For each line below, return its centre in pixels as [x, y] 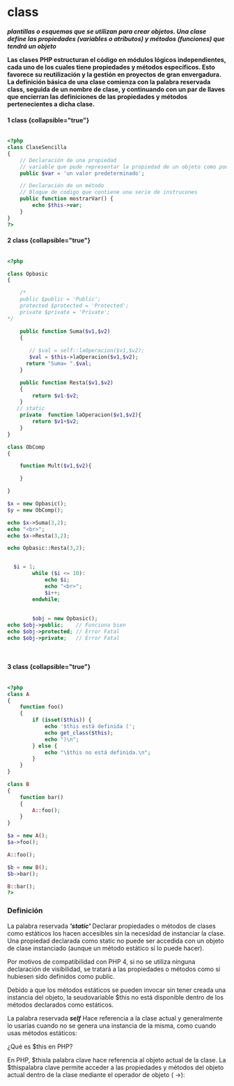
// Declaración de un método [62, 186]
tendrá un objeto [32, 46]
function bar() [42, 797]
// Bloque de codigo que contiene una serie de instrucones [109, 192]
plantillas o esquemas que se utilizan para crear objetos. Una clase [107, 31]
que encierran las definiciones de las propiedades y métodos [97, 96]
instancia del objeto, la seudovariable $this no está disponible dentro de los [116, 997]
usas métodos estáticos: [42, 1033]
